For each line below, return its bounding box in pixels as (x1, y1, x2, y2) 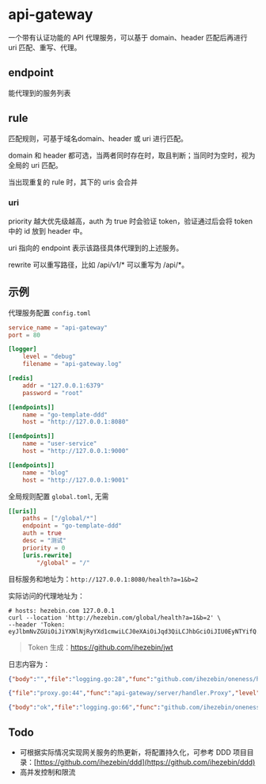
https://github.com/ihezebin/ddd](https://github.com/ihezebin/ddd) (36, 757, 256, 767)
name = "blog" (22, 469, 69, 477)
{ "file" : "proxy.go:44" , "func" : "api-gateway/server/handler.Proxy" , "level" (8, 689, 260, 698)
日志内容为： (8, 659, 50, 668)
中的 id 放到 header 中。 (8, 226, 87, 235)
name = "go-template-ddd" (22, 410, 108, 419)
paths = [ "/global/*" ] (22, 515, 97, 523)
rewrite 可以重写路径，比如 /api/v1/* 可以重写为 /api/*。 (8, 260, 189, 269)
